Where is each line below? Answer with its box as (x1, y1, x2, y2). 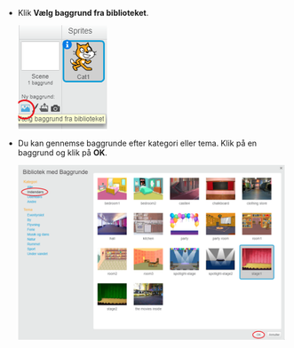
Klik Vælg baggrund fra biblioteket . (17, 8, 149, 18)
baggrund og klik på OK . (17, 147, 108, 158)
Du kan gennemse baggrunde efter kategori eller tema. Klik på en (17, 138, 258, 148)
